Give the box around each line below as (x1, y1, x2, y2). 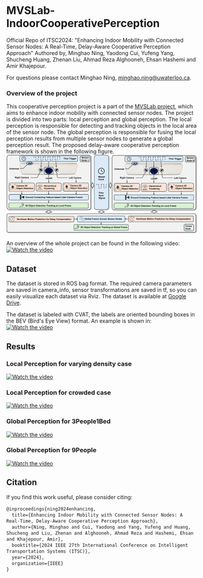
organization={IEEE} (12, 560, 64, 567)
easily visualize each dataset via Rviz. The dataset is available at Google (6, 293, 187, 300)
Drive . (6, 299, 21, 306)
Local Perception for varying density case (6, 360, 132, 368)
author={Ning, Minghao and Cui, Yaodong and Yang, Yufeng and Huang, (12, 524, 191, 530)
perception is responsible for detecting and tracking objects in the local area (6, 122, 197, 130)
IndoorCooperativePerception (6, 16, 160, 30)
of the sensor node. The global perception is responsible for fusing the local (6, 128, 196, 136)
